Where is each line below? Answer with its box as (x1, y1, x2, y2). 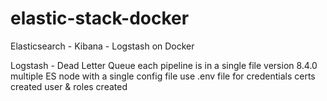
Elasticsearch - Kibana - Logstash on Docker (10, 40, 195, 52)
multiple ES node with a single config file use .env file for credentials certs (10, 70, 316, 82)
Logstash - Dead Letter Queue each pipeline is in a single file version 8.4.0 (10, 59, 318, 71)
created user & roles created (10, 80, 128, 92)
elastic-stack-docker (10, 7, 190, 30)
